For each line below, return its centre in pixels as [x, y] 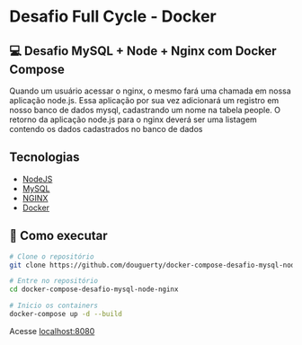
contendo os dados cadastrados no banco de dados [106, 129]
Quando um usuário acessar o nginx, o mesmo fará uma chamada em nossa [151, 91]
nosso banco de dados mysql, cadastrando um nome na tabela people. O [145, 110]
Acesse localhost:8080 [52, 331]
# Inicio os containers [54, 306]
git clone [28, 265]
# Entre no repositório [54, 281]
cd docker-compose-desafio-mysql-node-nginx [94, 289]
